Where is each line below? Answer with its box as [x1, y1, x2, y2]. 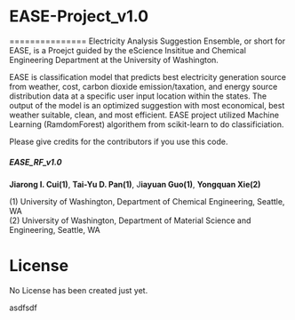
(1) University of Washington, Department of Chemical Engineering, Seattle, [9, 196, 285, 206]
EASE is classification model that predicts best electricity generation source [9, 71, 287, 82]
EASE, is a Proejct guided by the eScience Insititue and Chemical [9, 44, 247, 55]
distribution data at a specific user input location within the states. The [9, 91, 267, 101]
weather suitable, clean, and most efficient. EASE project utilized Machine [9, 109, 280, 120]
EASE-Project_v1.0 [9, 6, 149, 27]
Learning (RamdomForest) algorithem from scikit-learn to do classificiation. [9, 118, 284, 130]
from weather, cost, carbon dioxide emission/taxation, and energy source [9, 81, 278, 92]
